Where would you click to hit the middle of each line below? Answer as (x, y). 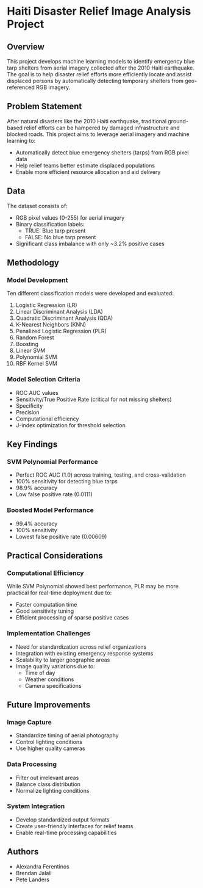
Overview (26, 47)
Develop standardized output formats (62, 820)
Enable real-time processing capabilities (66, 832)
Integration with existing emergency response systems (84, 653)
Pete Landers (32, 879)
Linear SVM (30, 351)
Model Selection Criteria (44, 380)
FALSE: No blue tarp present (60, 237)
